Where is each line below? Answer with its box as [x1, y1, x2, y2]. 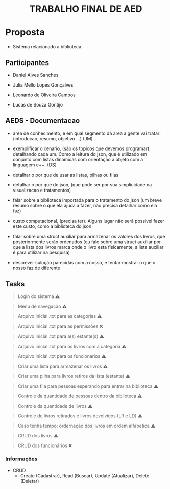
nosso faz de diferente [12, 265, 60, 271]
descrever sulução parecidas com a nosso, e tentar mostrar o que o [12, 259, 156, 265]
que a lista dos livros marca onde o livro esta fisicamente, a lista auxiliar [12, 244, 164, 250]
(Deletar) [20, 478, 39, 484]
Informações [5, 455, 38, 462]
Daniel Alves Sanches [12, 72, 59, 78]
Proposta [5, 27, 45, 38]
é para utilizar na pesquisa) [12, 249, 70, 256]
